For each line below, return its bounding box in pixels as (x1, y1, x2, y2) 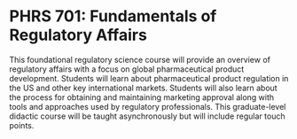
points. (9, 120, 35, 130)
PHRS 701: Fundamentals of (9, 6, 217, 27)
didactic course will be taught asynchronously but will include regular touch (9, 111, 285, 121)
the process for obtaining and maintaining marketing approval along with (9, 91, 275, 103)
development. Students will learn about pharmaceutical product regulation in (9, 73, 289, 83)
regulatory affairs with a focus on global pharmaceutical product (9, 64, 245, 74)
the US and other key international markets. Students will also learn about (9, 82, 277, 93)
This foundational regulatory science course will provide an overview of (9, 54, 271, 65)
